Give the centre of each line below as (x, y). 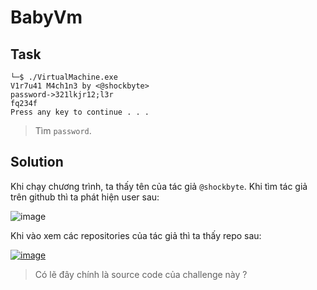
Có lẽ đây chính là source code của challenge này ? (141, 274)
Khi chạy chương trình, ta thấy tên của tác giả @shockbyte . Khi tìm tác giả (159, 186)
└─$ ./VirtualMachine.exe (64, 77)
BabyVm (46, 17)
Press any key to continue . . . (80, 112)
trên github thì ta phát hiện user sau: (85, 197)
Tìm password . (63, 130)
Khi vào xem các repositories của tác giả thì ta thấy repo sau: (136, 235)
